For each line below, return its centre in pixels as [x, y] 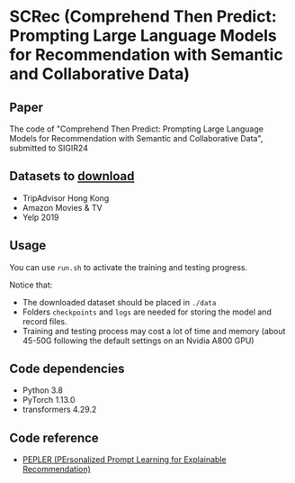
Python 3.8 [42, 390]
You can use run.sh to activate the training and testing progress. [129, 267]
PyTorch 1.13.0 [49, 400]
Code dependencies [67, 369]
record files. [45, 321]
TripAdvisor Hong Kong [66, 198]
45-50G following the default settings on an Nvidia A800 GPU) [138, 341]
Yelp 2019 [41, 217]
